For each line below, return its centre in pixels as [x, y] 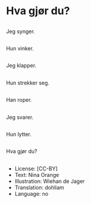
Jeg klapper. [21, 66]
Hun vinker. [20, 48]
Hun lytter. [19, 134]
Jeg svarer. [20, 117]
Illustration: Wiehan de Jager [50, 181]
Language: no [31, 194]
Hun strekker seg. [28, 83]
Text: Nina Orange [37, 175]
